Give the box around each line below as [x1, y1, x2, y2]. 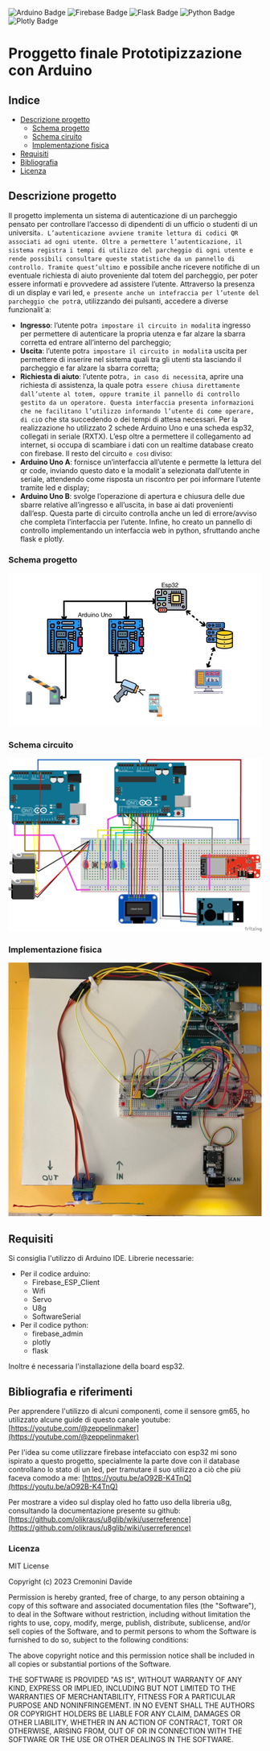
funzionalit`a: [8, 304, 52, 314]
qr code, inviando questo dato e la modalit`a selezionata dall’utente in [19, 465, 250, 475]
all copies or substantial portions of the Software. [8, 1659, 171, 1669]
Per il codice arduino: [19, 1269, 91, 1279]
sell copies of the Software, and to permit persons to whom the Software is [8, 1626, 257, 1637]
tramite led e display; [19, 483, 90, 492]
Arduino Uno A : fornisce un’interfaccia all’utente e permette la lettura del [19, 457, 262, 467]
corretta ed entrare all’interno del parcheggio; [19, 337, 171, 347]
